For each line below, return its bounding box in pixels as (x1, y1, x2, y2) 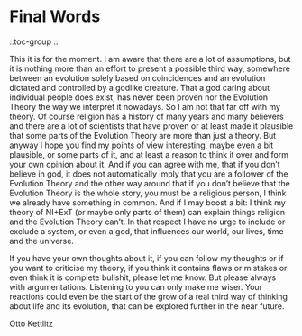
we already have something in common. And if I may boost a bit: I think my (9, 196, 286, 208)
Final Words (9, 6, 101, 27)
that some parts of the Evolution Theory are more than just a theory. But (9, 130, 277, 141)
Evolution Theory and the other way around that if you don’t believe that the (9, 177, 290, 188)
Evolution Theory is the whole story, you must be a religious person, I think (9, 187, 287, 198)
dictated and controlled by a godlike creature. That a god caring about (9, 82, 270, 93)
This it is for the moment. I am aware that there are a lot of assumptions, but (9, 53, 291, 64)
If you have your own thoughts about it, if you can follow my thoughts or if (9, 252, 284, 263)
